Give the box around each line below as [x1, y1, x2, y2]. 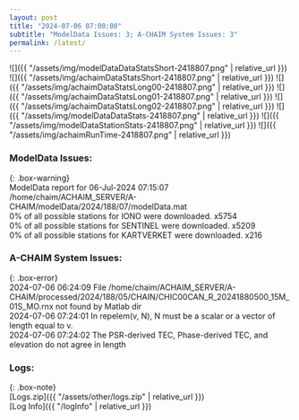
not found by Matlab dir [55, 301, 142, 311]
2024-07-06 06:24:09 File [9, 282, 107, 293]
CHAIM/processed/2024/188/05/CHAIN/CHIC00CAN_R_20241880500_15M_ [9, 291, 290, 302]
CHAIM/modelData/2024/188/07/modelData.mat [9, 201, 188, 212]
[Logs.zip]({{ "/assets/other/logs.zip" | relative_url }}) [9, 391, 205, 402]
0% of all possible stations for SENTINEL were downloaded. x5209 [9, 220, 256, 231]
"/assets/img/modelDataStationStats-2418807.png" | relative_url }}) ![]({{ [9, 120, 277, 131]
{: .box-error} [9, 272, 58, 283]
